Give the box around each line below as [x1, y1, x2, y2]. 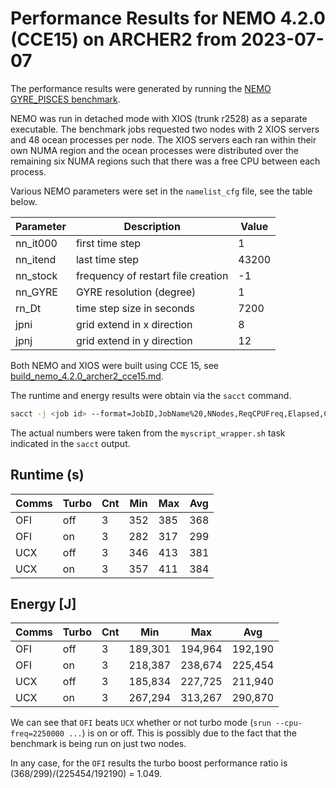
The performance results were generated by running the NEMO [10, 82, 272, 94]
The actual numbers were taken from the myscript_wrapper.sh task [10, 427, 286, 439]
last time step [75, 252, 140, 266]
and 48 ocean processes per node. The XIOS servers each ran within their [10, 133, 317, 146]
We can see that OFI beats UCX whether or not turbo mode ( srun [10, 717, 272, 729]
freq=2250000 [10, 729, 65, 739]
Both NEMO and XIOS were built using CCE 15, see [10, 359, 220, 371]
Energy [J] [10, 596, 77, 613]
